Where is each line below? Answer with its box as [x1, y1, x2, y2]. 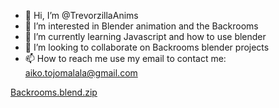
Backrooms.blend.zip [10, 86, 98, 98]
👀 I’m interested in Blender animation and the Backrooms [24, 20, 259, 32]
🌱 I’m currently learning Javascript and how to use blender [24, 31, 267, 42]
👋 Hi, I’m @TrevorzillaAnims [24, 10, 139, 21]
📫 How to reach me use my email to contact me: [24, 53, 227, 64]
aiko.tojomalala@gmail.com [24, 67, 138, 79]
